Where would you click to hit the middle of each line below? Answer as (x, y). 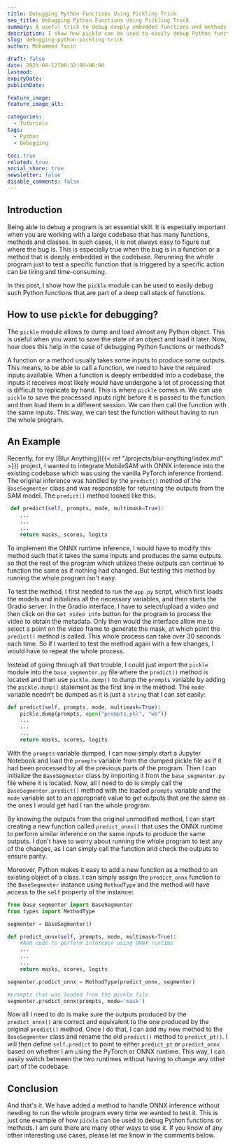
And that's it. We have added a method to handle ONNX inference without (114, 1105)
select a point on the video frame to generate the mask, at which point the (114, 629)
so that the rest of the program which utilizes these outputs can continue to (116, 563)
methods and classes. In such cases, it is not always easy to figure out (109, 242)
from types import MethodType (51, 911)
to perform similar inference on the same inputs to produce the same (106, 833)
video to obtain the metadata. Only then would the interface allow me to (111, 621)
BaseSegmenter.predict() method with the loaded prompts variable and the (114, 790)
